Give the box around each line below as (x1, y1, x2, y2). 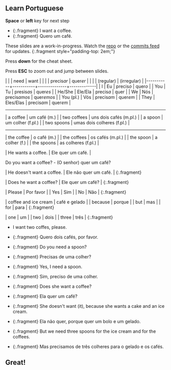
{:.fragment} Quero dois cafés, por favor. (12, 234, 98, 240)
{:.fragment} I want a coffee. (12, 28, 72, 34)
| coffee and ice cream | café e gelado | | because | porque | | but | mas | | (5, 199, 161, 205)
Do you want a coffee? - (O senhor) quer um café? (5, 159, 111, 165)
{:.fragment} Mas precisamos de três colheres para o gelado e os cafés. (12, 343, 164, 350)
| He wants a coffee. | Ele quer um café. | (5, 149, 92, 155)
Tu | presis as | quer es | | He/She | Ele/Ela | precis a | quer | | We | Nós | (5, 89, 154, 95)
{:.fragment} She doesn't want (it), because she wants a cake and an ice (12, 303, 165, 309)
